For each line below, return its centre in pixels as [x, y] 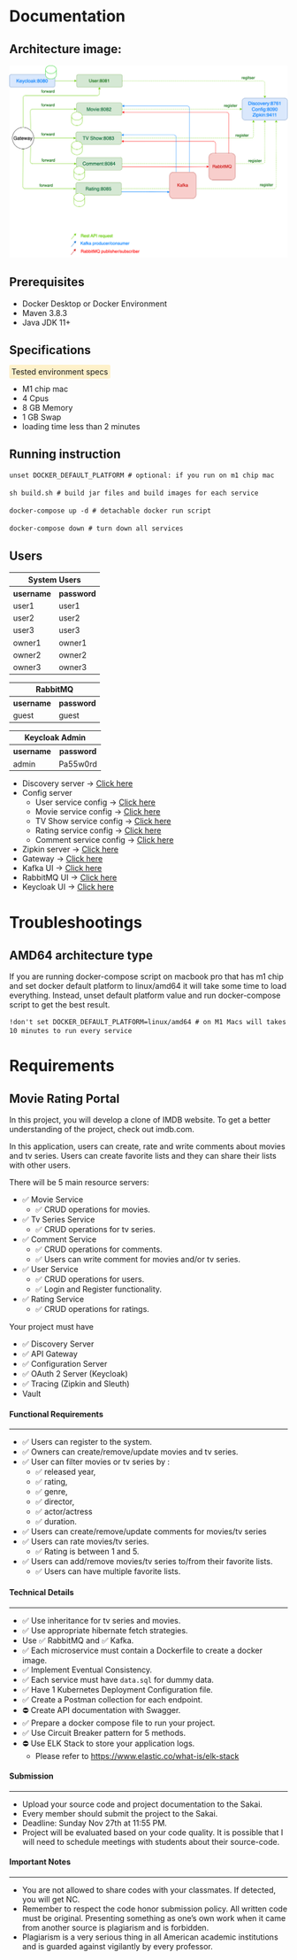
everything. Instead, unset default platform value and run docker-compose [145, 995]
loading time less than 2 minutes [81, 426]
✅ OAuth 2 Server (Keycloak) [75, 1374]
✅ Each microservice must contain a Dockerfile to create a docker [142, 1650]
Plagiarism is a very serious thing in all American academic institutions [150, 1937]
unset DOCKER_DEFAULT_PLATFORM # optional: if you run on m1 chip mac [142, 475]
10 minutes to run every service [71, 1031]
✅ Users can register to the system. [87, 1442]
